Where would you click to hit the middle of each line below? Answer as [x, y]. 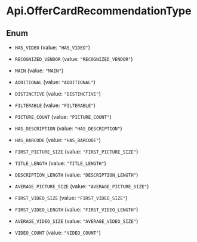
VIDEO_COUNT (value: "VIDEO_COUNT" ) [58, 232]
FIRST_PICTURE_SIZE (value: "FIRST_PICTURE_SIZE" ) [76, 151]
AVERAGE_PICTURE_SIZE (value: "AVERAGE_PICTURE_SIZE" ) [82, 186]
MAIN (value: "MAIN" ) [39, 71]
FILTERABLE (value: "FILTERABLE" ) [55, 105]
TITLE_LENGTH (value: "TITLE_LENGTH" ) [60, 163]
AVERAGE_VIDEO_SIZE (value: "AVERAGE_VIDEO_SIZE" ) [76, 221]
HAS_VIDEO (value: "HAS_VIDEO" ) [53, 47]
